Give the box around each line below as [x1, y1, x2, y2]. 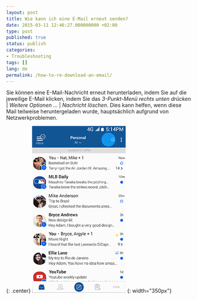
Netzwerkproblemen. [6, 114, 58, 122]
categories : [6, 47, 35, 53]
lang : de [6, 66, 28, 72]
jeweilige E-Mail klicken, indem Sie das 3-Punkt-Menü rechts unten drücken [6, 95, 191, 103]
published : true [6, 34, 46, 41]
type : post [6, 28, 33, 34]
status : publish [6, 41, 46, 47]
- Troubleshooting [6, 53, 51, 59]
